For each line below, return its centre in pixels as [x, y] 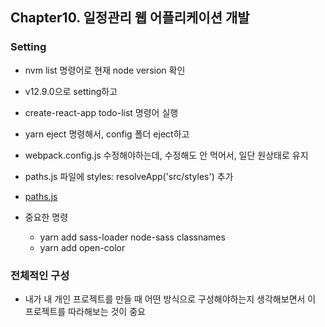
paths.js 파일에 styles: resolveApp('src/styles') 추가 [129, 176]
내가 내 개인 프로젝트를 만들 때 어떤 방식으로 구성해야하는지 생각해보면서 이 [170, 299]
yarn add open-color [82, 247]
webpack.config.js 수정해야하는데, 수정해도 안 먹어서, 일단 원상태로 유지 [166, 155]
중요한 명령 [46, 217]
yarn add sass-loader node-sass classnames [132, 237]
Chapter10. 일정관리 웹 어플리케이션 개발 [130, 18]
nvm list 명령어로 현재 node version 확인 [105, 70]
